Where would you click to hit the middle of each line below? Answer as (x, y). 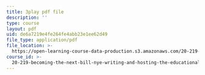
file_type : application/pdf (42, 40)
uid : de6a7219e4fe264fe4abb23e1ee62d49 (57, 34)
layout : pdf (21, 29)
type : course (23, 23)
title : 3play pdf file (35, 12)
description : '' (27, 18)
